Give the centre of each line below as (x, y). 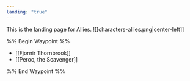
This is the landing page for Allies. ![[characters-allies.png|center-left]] (95, 29)
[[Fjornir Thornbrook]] (43, 53)
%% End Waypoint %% (36, 71)
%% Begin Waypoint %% (38, 41)
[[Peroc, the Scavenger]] (46, 59)
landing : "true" (27, 12)
